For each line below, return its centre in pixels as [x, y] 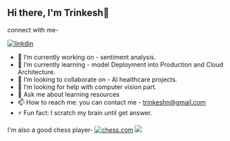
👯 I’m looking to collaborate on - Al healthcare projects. [97, 79]
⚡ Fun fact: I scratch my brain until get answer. [85, 112]
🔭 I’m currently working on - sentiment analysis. [87, 57]
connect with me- [33, 29]
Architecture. [36, 72]
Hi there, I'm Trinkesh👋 [58, 13]
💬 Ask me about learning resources [68, 94]
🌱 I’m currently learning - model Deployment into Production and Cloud [120, 65]
